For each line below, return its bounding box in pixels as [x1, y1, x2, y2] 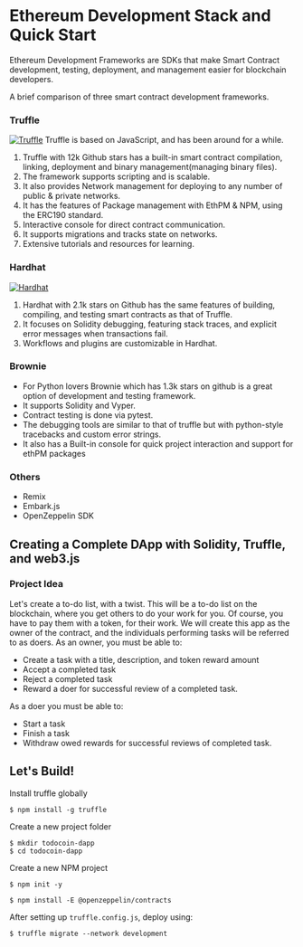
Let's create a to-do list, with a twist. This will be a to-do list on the [9, 598, 258, 609]
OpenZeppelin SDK [22, 510, 95, 521]
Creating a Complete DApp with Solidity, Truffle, [9, 536, 287, 552]
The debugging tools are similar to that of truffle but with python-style [22, 419, 284, 430]
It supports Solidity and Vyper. [22, 400, 136, 411]
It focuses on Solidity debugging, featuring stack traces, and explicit [22, 318, 278, 329]
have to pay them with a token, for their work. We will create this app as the [9, 617, 290, 629]
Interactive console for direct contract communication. [22, 219, 226, 231]
